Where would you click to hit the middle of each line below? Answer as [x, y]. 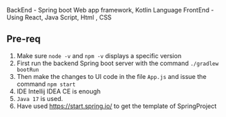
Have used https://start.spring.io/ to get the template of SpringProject [116, 106]
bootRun [28, 70]
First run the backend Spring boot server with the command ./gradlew [118, 63]
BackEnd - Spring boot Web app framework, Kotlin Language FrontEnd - [110, 10]
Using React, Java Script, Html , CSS [59, 17]
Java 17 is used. [40, 98]
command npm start [46, 84]
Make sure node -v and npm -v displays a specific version [99, 55]
